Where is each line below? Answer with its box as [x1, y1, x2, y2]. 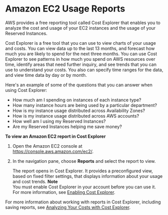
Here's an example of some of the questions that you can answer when [5, 81, 153, 88]
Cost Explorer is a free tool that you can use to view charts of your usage [5, 40, 156, 46]
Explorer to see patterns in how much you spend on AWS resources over [5, 56, 155, 62]
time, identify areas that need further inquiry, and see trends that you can [5, 61, 157, 67]
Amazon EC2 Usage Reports [5, 3, 125, 15]
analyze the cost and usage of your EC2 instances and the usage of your [5, 25, 156, 31]
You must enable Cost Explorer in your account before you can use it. [12, 184, 156, 190]
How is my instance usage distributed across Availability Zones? [12, 107, 145, 114]
